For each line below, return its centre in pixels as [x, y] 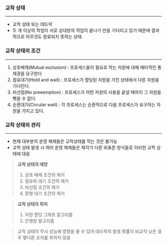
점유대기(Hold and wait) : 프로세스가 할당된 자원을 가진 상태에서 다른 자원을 [86, 80]
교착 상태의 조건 [23, 51]
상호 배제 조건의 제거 [45, 174]
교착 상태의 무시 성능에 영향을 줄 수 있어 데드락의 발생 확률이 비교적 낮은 [87, 231]
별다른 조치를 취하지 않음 [47, 238]
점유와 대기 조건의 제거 [47, 181]
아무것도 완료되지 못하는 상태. [54, 37]
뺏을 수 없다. [24, 98]
